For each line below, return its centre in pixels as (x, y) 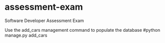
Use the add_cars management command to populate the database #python (82, 30)
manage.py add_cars (26, 35)
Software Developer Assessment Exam (44, 21)
